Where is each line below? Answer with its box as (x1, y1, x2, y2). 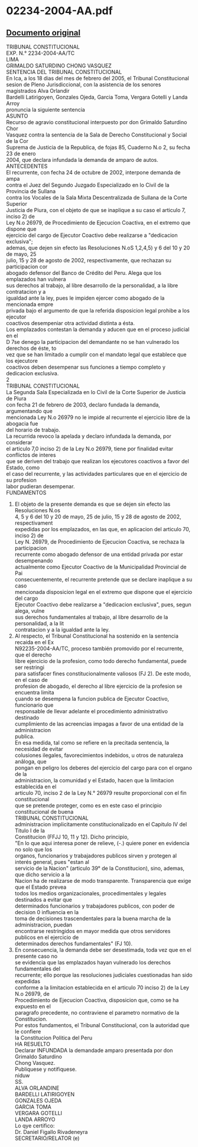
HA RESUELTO (14, 1041, 50, 1047)
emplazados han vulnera (6, 276, 66, 282)
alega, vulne (14, 607, 45, 614)
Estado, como (6, 464, 40, 471)
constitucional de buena (14, 808, 74, 815)
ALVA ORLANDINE (14, 1084, 60, 1091)
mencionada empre (6, 301, 54, 308)
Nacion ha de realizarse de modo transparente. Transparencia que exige (14, 878, 191, 884)
